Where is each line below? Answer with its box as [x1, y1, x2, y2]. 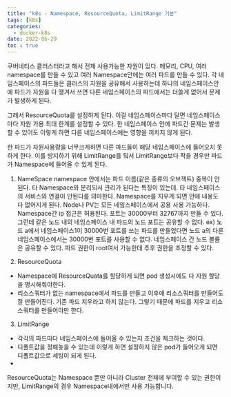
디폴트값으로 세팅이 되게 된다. [17, 352, 97, 359]
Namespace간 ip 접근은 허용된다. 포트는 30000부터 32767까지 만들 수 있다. [17, 210, 224, 217]
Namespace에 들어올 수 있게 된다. [14, 160, 108, 168]
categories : [7, 23, 41, 30]
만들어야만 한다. [41, 306, 84, 314]
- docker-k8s [13, 29, 51, 37]
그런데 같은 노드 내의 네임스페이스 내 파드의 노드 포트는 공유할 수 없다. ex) [17, 218, 216, 226]
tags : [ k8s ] [7, 17, 41, 23]
